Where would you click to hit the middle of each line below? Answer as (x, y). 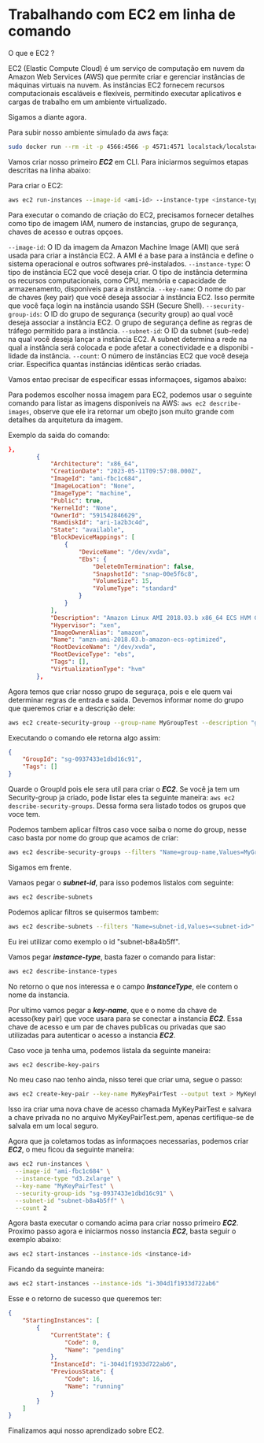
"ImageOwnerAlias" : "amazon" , (99, 632)
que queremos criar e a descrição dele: (72, 708)
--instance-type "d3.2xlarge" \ (68, 1179)
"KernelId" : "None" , (84, 508)
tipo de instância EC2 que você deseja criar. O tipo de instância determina (128, 272)
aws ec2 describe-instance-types (63, 971)
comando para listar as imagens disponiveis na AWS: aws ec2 (107, 402)
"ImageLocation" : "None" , (92, 486)
